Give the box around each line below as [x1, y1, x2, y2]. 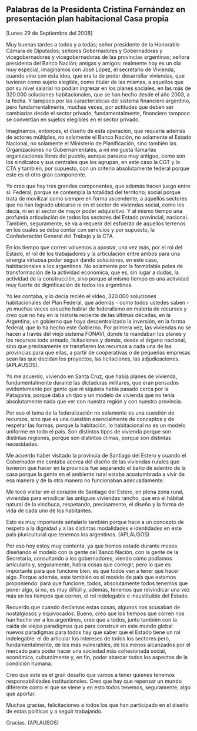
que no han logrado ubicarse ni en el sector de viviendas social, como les [6, 201, 185, 208]
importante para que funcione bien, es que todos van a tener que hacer [6, 567, 179, 574]
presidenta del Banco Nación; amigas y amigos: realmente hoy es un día [6, 59, 181, 66]
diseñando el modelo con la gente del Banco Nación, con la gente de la [6, 548, 179, 555]
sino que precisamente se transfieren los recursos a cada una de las [6, 342, 172, 349]
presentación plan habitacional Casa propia [6, 14, 169, 24]
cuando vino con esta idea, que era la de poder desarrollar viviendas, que [6, 72, 185, 79]
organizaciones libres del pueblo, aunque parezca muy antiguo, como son [6, 152, 186, 159]
